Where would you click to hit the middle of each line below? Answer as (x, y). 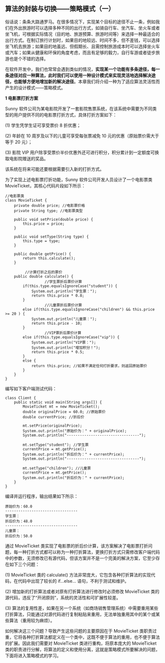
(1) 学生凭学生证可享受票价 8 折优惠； (43, 125)
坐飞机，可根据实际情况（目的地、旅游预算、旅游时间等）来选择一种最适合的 (82, 34)
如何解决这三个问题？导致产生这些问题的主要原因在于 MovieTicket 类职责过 (81, 631)
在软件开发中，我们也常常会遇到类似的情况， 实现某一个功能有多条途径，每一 (82, 69)
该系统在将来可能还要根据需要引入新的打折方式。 (55, 169)
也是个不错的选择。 (28, 59)
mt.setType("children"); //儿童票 (57, 468)
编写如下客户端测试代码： (31, 388)
